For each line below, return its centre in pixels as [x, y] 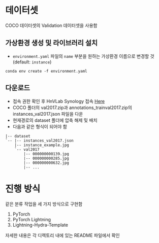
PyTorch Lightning [31, 219]
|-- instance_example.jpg [42, 145]
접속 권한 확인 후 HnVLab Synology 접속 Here [59, 101]
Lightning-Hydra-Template [40, 225]
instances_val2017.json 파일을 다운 [48, 114]
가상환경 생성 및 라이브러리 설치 [52, 43]
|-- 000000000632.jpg [46, 163]
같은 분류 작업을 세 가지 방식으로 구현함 [44, 204]
